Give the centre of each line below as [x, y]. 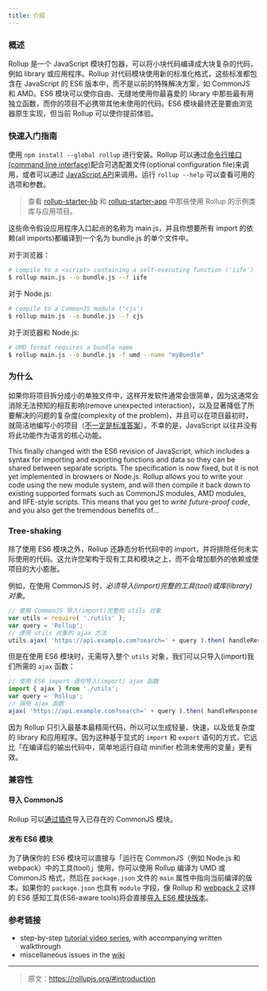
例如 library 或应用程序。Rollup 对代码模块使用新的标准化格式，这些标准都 [129, 73]
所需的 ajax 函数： [45, 666]
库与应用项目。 [52, 211]
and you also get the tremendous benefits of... [84, 510]
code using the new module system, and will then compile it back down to [129, 485]
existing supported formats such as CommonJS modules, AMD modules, [127, 493]
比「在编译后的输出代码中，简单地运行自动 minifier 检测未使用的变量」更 [127, 747]
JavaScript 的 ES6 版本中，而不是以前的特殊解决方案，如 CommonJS [137, 83]
